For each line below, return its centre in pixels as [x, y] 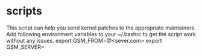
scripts [24, 11]
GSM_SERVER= [25, 47]
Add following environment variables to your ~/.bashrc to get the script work [101, 34]
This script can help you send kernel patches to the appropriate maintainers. [101, 28]
